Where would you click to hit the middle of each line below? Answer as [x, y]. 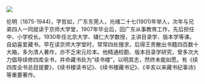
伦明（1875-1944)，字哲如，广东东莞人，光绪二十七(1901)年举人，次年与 [98, 22]
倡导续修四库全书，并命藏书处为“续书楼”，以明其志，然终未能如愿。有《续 [105, 60]
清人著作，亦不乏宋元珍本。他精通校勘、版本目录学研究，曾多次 [113, 52]
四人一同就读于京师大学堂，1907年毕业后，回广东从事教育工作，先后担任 [103, 29]
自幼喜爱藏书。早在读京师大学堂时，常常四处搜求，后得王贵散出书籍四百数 [100, 44]
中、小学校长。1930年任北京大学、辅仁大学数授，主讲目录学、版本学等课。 [101, 37]
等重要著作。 [22, 75]
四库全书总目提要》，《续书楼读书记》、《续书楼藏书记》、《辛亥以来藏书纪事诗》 [103, 67]
